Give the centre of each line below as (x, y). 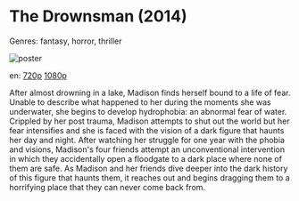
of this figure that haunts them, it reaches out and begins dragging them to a (149, 177)
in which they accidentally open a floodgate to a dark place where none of (146, 158)
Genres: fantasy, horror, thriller (66, 41)
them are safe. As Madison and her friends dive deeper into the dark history (149, 168)
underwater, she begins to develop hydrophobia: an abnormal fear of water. (148, 111)
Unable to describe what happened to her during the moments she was (140, 102)
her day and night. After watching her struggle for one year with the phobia (147, 140)
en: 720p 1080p (38, 75)
